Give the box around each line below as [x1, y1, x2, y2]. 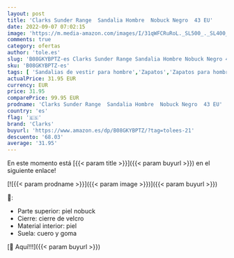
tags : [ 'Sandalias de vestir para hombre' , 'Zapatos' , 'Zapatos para [7, 68, 210, 75]
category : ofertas [7, 43, 61, 50]
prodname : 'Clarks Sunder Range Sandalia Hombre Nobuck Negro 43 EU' [7, 101, 223, 108]
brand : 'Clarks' [7, 120, 54, 128]
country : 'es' [7, 107, 49, 114]
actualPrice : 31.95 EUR [7, 75, 77, 82]
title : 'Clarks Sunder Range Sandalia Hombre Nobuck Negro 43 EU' [7, 17, 214, 24]
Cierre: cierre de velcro [17, 214, 84, 223]
